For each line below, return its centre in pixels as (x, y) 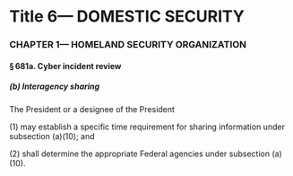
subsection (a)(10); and (52, 136)
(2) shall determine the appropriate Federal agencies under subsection (140, 154)
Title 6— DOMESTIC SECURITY (127, 17)
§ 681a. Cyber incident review (65, 66)
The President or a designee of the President (92, 109)
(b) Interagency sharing (55, 86)
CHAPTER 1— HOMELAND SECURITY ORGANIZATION (128, 45)
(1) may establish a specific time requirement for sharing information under (147, 127)
